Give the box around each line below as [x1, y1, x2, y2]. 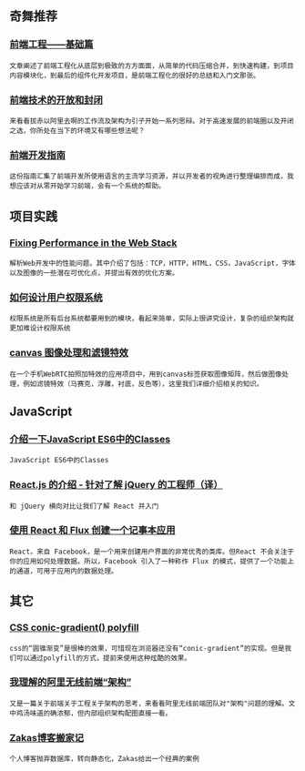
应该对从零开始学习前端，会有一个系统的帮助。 [15, 181, 166, 191]
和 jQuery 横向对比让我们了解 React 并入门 [9, 502, 159, 511]
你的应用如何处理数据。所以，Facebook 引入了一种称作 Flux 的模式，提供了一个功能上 [9, 556, 294, 566]
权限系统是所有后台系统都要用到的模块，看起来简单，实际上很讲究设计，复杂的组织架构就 [9, 314, 294, 323]
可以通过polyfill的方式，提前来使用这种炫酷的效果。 [15, 654, 191, 663]
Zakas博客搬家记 [9, 731, 85, 744]
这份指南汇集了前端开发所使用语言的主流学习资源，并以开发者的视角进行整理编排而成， [9, 172, 288, 181]
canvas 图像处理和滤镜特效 [9, 347, 129, 360]
